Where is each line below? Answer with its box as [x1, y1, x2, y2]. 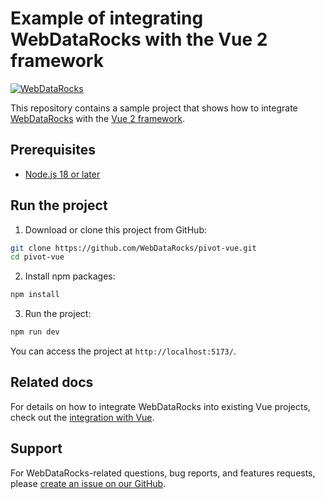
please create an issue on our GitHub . [10, 477, 167, 489]
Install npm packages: [24, 270, 116, 282]
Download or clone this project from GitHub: [24, 223, 207, 236]
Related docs [10, 374, 94, 391]
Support [10, 440, 63, 457]
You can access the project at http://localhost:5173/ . [10, 345, 237, 357]
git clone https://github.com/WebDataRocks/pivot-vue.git [10, 243, 257, 253]
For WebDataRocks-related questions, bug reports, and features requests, [10, 467, 316, 479]
